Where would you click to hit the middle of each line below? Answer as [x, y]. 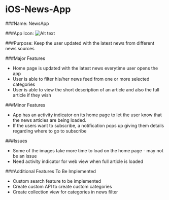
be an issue [25, 156]
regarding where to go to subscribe [49, 131]
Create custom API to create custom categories [62, 186]
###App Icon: [20, 33]
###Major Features [25, 58]
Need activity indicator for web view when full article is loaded [78, 161]
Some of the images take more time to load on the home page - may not [88, 150]
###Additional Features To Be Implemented [51, 171]
